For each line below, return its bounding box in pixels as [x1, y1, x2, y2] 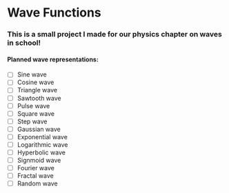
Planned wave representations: [7, 55, 99, 63]
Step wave [17, 117, 48, 125]
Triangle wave [17, 86, 57, 94]
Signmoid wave [17, 156, 61, 164]
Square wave [17, 109, 55, 118]
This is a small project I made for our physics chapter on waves [7, 30, 222, 39]
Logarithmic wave [17, 140, 68, 149]
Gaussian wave [17, 125, 61, 133]
